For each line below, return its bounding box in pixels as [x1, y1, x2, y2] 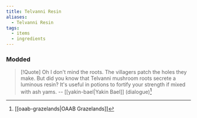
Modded [6, 55, 30, 63]
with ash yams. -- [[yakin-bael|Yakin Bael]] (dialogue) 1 [20, 87, 152, 95]
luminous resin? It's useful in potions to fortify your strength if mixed [20, 81, 186, 88]
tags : [6, 25, 19, 31]
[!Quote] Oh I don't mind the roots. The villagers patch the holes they [20, 69, 187, 76]
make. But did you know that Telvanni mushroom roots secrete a [20, 75, 176, 82]
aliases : [6, 14, 28, 20]
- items [11, 31, 30, 36]
